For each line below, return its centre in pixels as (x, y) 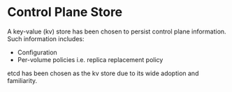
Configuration (37, 52)
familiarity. (22, 80)
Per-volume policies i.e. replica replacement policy (90, 59)
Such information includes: (46, 38)
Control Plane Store (65, 12)
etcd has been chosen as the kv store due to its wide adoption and (103, 73)
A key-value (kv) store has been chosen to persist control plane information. (117, 31)
